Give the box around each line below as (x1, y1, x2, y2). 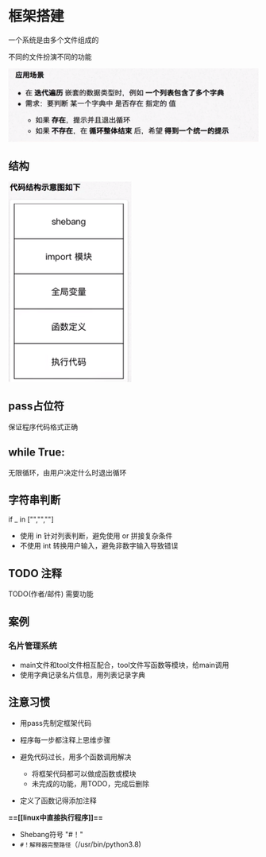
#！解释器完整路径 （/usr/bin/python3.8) (19, 840, 141, 849)
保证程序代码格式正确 (8, 422, 78, 432)
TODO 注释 (8, 566, 62, 580)
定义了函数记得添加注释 (19, 796, 97, 805)
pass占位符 (8, 399, 65, 413)
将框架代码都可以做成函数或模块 (31, 769, 137, 778)
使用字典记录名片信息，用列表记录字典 (19, 669, 145, 680)
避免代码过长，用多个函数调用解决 (19, 752, 132, 762)
